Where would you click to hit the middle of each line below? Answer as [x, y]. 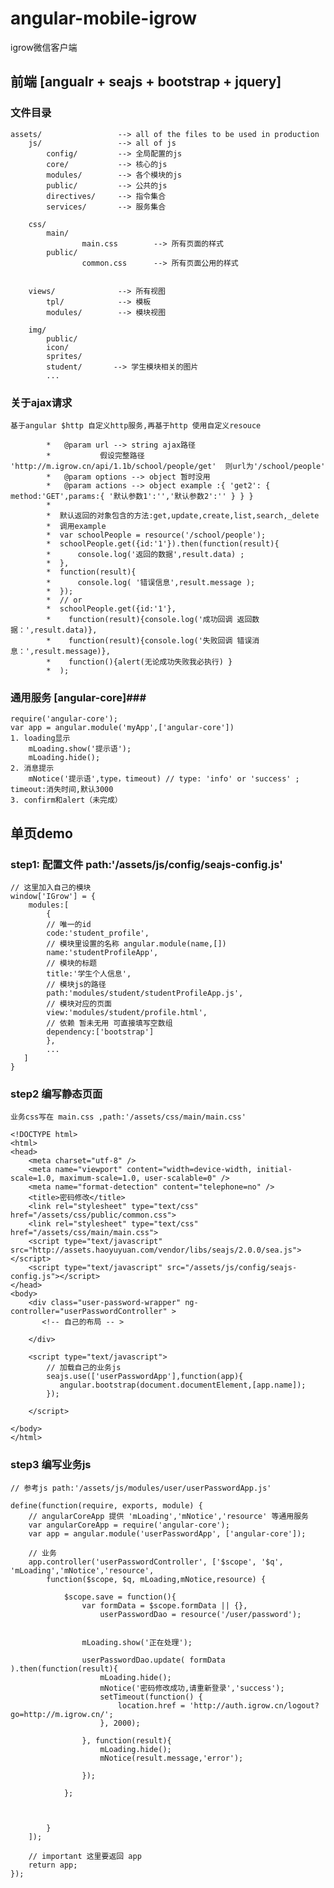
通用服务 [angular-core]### [78, 697]
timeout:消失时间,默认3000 [62, 790]
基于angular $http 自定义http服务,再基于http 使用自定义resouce [136, 425]
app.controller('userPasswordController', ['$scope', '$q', [156, 1562]
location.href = [151, 1705]
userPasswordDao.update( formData [153, 1660]
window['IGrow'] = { [53, 896]
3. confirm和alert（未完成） [66, 800]
